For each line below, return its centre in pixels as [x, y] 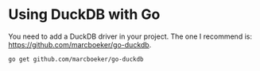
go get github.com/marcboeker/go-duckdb [76, 59]
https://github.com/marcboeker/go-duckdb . [80, 44]
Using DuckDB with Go [84, 15]
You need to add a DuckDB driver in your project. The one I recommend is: [130, 36]
